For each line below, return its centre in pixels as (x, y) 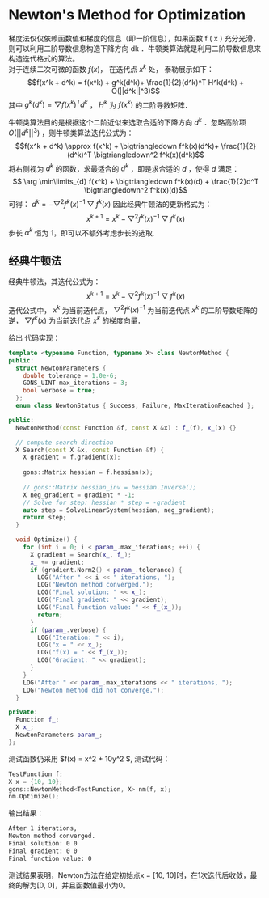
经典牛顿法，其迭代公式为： (55, 282)
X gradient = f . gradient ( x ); (72, 457)
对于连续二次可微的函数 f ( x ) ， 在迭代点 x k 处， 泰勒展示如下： (111, 68)
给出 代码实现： (34, 337)
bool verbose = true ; (59, 391)
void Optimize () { (47, 540)
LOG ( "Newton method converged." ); (95, 585)
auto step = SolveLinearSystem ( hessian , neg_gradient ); (119, 510)
